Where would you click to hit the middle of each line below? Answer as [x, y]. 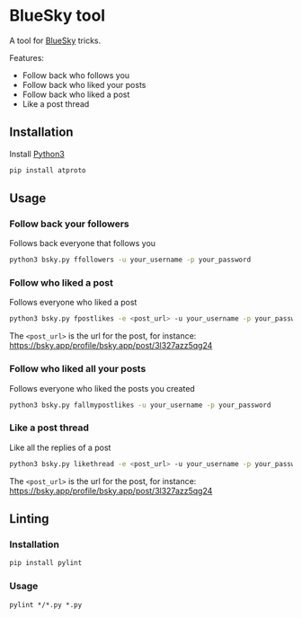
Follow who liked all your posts [78, 369]
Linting [29, 519]
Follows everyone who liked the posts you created [102, 388]
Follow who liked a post [62, 283]
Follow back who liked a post [76, 94]
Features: [27, 57]
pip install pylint [46, 563]
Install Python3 [37, 154]
